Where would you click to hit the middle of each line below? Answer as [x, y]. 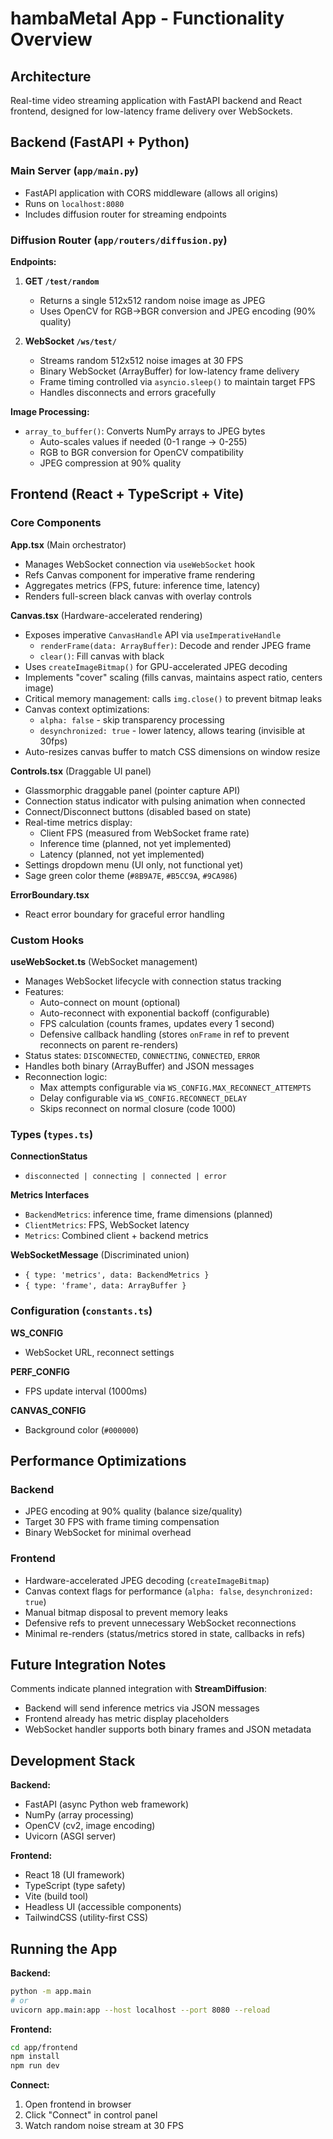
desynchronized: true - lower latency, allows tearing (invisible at [172, 730]
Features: [44, 991]
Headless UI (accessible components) [103, 1907]
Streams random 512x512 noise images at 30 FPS [141, 360]
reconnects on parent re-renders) [109, 1044]
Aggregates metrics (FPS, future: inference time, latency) [142, 585]
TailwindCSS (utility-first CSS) [86, 1918]
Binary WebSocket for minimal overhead [108, 1533]
